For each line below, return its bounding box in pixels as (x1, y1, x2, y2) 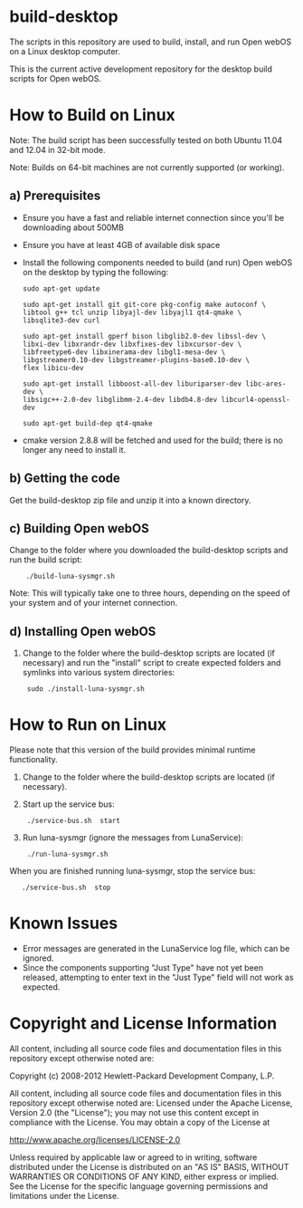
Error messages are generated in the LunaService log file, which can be (22, 944, 290, 954)
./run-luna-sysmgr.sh (26, 849, 109, 859)
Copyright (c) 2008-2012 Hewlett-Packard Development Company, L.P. (9, 1070, 275, 1081)
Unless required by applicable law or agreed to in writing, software (9, 1152, 258, 1163)
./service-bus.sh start (26, 817, 120, 826)
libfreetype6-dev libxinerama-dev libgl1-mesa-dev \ (22, 347, 226, 357)
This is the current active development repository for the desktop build (9, 63, 273, 74)
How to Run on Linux (9, 714, 167, 735)
